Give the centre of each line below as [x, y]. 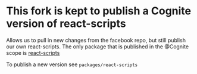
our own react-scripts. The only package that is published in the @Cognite [98, 47]
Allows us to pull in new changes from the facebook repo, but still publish [96, 40]
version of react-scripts [66, 24]
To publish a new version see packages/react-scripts [72, 64]
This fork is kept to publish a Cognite [99, 11]
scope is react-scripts [33, 53]
